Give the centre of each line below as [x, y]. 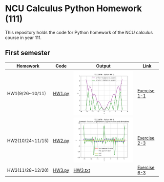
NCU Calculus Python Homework [74, 9]
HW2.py [61, 141]
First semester [28, 53]
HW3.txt [82, 170]
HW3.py [61, 170]
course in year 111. [23, 38]
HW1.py [61, 93]
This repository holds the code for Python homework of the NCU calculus [79, 32]
